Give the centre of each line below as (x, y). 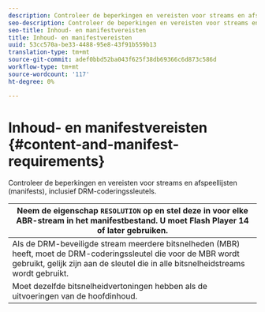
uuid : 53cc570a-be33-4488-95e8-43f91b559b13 (82, 45)
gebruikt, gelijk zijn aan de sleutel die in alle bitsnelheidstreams (129, 264)
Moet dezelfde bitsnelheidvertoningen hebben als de (110, 287)
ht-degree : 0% (32, 81)
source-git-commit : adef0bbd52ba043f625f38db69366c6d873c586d (112, 60)
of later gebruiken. (132, 231)
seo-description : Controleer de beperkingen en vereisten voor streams (128, 23)
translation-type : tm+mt (49, 52)
